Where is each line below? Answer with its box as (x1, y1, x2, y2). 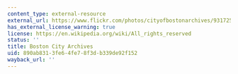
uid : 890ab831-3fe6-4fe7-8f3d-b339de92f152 (7, 50, 138, 57)
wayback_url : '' (7, 56, 55, 63)
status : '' (7, 37, 40, 44)
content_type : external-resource (7, 10, 106, 18)
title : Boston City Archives (7, 43, 93, 50)
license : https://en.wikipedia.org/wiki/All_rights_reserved (7, 30, 192, 37)
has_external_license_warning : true (7, 23, 115, 30)
